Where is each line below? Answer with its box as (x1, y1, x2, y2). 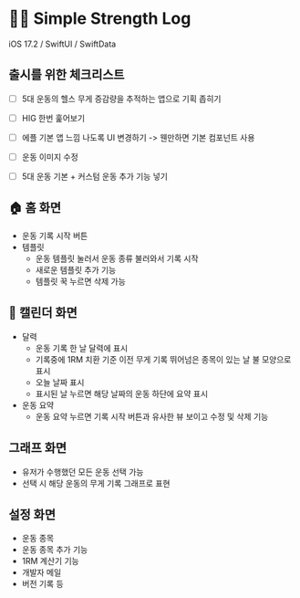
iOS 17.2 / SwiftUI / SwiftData (8, 38, 117, 49)
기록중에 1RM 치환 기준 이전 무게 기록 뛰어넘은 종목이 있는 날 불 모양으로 (35, 353, 292, 364)
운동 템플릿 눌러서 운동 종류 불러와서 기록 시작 (35, 253, 199, 264)
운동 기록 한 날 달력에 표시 (35, 342, 129, 353)
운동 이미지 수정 (21, 151, 78, 163)
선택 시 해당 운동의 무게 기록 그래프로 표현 (21, 477, 171, 488)
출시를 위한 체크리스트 (8, 68, 125, 83)
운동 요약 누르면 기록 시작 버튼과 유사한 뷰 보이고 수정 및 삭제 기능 (35, 411, 269, 422)
